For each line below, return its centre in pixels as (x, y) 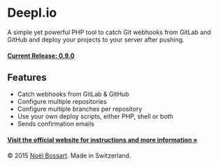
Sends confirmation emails (56, 124)
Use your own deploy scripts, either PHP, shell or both (95, 116)
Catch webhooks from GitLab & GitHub (73, 94)
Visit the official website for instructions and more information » (102, 139)
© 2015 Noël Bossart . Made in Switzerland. (69, 156)
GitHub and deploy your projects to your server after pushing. (96, 39)
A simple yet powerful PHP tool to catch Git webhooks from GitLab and (109, 32)
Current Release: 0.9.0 (41, 55)
